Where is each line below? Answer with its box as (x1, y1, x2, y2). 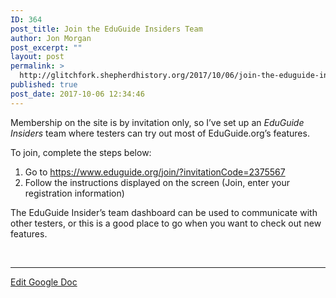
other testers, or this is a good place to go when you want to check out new (10, 217, 322, 229)
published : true (10, 80, 78, 90)
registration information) (24, 187, 125, 199)
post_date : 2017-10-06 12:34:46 (10, 89, 145, 99)
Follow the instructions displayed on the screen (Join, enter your (24, 176, 290, 188)
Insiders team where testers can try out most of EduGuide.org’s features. (10, 127, 310, 139)
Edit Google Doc (10, 276, 78, 288)
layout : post (10, 52, 65, 62)
